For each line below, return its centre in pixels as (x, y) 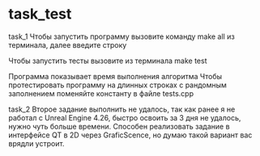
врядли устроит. (36, 143)
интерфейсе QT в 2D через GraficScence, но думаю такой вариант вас (130, 135)
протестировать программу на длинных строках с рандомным (117, 85)
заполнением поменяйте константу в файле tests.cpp (101, 93)
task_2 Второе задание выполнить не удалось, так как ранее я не (122, 109)
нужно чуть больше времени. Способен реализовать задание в (119, 126)
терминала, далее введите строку (68, 44)
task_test (40, 14)
